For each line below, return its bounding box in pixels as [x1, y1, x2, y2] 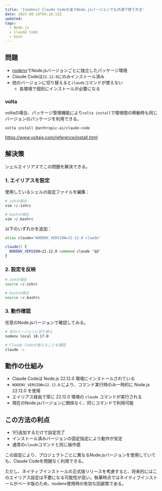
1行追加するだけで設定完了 [12, 430, 65, 435]
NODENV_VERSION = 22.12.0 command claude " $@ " [9, 249, 101, 254]
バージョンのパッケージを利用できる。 [5, 115, 81, 122]
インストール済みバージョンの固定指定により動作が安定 [12, 435, 123, 441]
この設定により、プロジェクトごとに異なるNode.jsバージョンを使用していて [5, 452, 156, 458]
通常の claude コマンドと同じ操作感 [12, 442, 81, 448]
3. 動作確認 [5, 307, 31, 314]
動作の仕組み [5, 361, 44, 370]
